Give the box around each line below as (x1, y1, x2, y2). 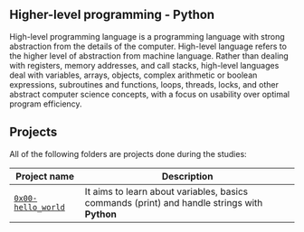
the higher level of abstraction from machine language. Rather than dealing (9, 50, 290, 61)
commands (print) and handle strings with (84, 196, 263, 209)
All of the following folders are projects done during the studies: (9, 148, 247, 159)
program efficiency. (9, 98, 83, 109)
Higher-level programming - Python (9, 7, 215, 23)
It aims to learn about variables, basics (84, 185, 249, 198)
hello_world (14, 202, 66, 212)
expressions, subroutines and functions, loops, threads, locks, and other (9, 79, 279, 89)
